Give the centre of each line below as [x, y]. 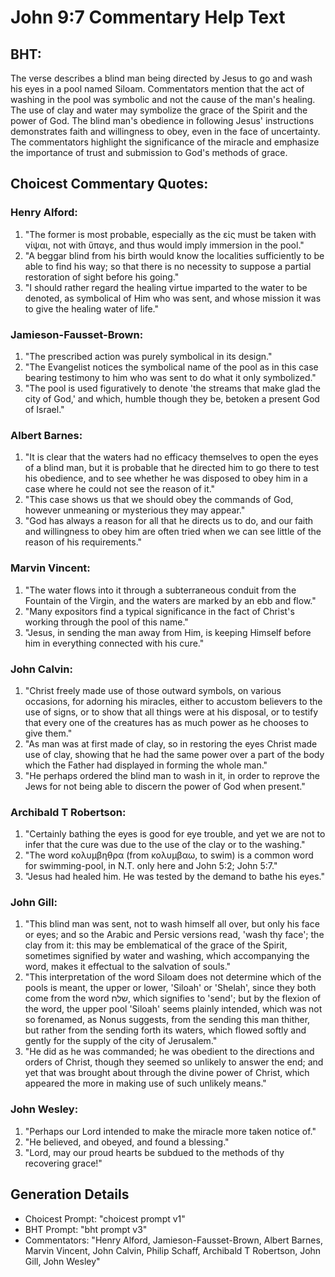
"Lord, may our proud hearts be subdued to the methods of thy [154, 1152]
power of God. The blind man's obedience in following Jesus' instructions [162, 120]
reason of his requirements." [83, 542]
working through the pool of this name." [106, 622]
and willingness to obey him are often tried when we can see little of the [173, 532]
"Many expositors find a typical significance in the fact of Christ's [159, 611]
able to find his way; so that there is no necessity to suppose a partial [168, 266]
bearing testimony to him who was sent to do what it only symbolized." [170, 377]
